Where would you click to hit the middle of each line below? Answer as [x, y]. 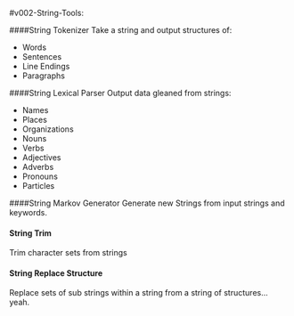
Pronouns [40, 176]
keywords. [28, 212]
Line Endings [46, 66]
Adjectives [41, 158]
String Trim [30, 233]
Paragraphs [43, 76]
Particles [38, 186]
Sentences [42, 57]
